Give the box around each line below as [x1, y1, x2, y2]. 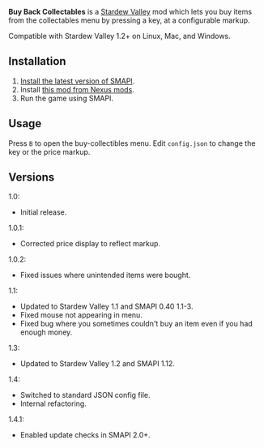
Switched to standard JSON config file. [19, 390, 151, 400]
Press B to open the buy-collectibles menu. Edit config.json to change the [8, 138, 256, 148]
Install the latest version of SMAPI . [19, 76, 135, 86]
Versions [8, 170, 55, 185]
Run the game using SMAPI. [19, 93, 113, 103]
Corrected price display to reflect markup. [19, 239, 160, 249]
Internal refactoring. [19, 399, 87, 408]
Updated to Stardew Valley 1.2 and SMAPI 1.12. [19, 359, 176, 369]
